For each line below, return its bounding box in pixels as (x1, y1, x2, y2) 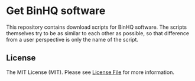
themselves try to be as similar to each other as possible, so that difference (6, 29, 190, 36)
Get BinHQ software (6, 4, 106, 18)
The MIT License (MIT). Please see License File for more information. (6, 69, 174, 76)
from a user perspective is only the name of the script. (6, 36, 139, 43)
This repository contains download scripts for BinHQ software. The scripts (6, 23, 187, 31)
